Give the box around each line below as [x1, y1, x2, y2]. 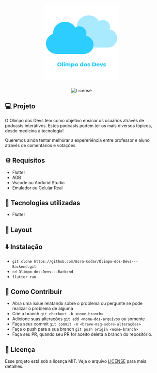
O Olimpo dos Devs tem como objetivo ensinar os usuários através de [5, 117, 144, 123]
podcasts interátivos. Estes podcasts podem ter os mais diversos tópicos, [5, 123, 152, 129]
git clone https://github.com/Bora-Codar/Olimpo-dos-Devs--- [12, 259, 139, 264]
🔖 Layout [5, 226, 32, 234]
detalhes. [5, 363, 24, 370]
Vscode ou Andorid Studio [12, 179, 65, 185]
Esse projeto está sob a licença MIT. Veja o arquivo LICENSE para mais [5, 358, 147, 364]
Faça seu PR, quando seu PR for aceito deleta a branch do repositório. [12, 331, 153, 337]
